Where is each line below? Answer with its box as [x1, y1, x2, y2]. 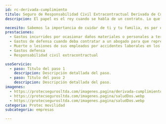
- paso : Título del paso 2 [9, 75, 65, 80]
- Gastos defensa [9, 48, 45, 53]
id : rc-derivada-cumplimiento [5, 7, 68, 12]
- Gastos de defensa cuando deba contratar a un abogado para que [9, 39, 149, 44]
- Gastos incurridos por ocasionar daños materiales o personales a [9, 34, 154, 39]
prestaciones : [5, 30, 35, 35]
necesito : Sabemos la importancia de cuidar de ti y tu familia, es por [5, 25, 158, 30]
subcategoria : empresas [5, 107, 54, 112]
